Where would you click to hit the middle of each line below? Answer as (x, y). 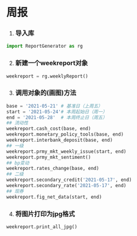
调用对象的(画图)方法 (46, 93)
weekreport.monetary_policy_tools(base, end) (65, 135)
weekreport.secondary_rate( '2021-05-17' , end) (66, 186)
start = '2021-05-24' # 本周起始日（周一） (57, 112)
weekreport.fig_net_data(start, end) (54, 197)
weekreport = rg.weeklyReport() (47, 76)
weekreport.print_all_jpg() (42, 227)
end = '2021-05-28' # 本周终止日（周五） (57, 117)
